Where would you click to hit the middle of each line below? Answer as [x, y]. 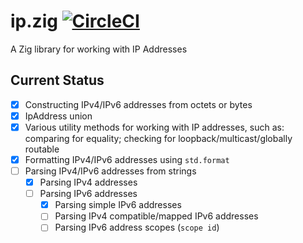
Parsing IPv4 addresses [88, 182]
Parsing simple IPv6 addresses [118, 205]
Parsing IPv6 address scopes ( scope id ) [137, 227]
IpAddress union [58, 116]
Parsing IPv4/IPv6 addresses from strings [110, 171]
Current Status [57, 80]
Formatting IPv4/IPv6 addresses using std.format [127, 159]
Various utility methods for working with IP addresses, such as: [154, 127]
